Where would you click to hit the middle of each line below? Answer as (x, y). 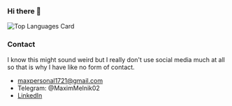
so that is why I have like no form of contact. (71, 67)
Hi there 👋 (24, 11)
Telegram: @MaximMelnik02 (58, 88)
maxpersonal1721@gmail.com (60, 80)
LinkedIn (30, 95)
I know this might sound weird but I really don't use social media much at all (116, 59)
